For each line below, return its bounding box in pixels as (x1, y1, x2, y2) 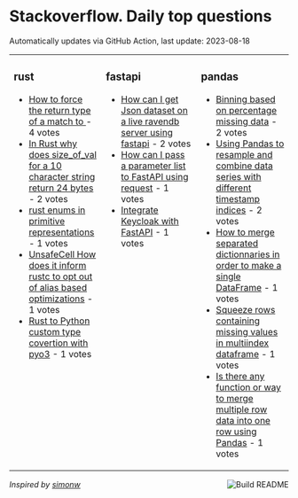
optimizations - (28, 292, 93, 305)
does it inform (28, 259, 87, 271)
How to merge (216, 226, 275, 238)
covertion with (28, 337, 89, 349)
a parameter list (121, 160, 186, 172)
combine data (216, 160, 273, 172)
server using (121, 126, 173, 138)
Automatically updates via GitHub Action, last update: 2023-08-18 (9, 35, 250, 46)
